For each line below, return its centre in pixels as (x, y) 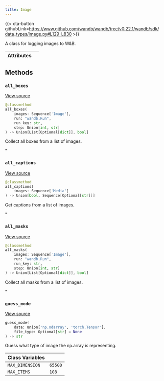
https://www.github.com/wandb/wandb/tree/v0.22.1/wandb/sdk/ (94, 29)
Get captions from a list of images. (40, 205)
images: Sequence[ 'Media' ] (41, 191)
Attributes (20, 55)
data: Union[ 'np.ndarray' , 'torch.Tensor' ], (60, 327)
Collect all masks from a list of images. (44, 282)
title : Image (18, 10)
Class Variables (26, 358)
